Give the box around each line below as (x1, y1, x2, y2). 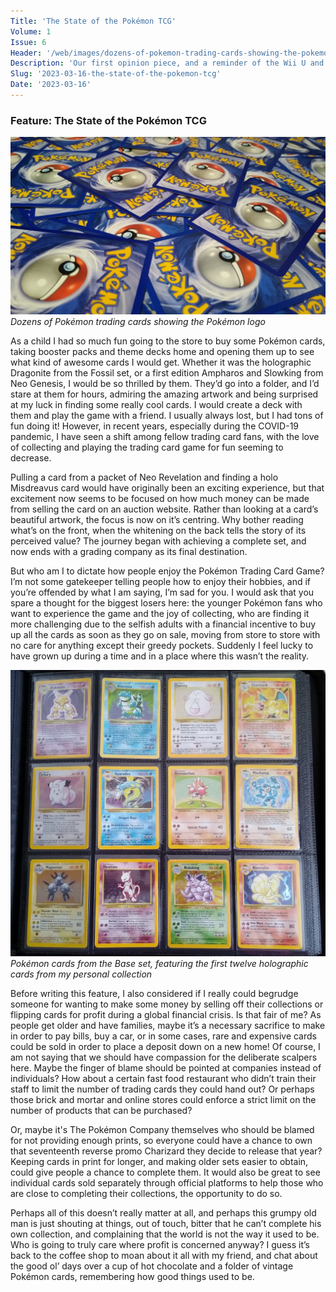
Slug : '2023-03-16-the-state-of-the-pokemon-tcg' (10, 69, 222, 79)
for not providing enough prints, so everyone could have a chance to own (10, 1135, 313, 1147)
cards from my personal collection (10, 968, 153, 980)
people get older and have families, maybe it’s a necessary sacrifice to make (10, 1020, 326, 1032)
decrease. (10, 451, 52, 464)
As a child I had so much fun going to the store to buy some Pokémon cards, (10, 335, 326, 347)
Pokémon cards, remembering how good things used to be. (10, 1271, 255, 1283)
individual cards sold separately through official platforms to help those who (10, 1177, 324, 1189)
